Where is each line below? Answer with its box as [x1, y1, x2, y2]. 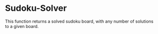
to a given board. [5, 23, 39, 29]
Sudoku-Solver [5, 3, 67, 14]
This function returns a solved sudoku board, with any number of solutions [5, 18, 154, 24]
